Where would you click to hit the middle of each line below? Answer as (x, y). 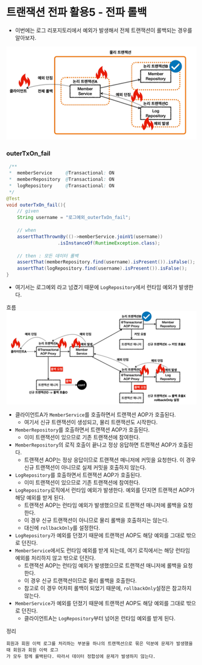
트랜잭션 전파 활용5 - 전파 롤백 (77, 12)
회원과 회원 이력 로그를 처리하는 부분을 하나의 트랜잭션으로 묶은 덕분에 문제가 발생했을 (99, 644)
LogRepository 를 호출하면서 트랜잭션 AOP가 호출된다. (78, 475)
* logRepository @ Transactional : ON (62, 186)
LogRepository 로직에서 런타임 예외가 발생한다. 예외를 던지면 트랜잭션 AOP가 (105, 490)
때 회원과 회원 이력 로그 (33, 650)
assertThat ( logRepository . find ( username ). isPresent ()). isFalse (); (102, 269)
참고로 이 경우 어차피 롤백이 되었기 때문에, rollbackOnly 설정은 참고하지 (108, 588)
